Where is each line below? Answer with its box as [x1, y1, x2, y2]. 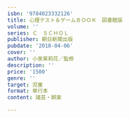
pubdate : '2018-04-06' [7, 42, 73, 49]
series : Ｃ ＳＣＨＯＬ [7, 29, 69, 37]
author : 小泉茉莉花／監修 [7, 56, 75, 62]
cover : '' [7, 49, 36, 56]
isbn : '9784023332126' [7, 10, 73, 17]
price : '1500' [7, 68, 49, 75]
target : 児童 [7, 81, 43, 88]
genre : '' [7, 74, 36, 82]
